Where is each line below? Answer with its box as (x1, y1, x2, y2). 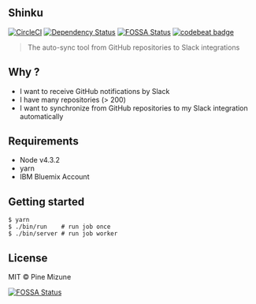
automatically (19, 111, 64, 121)
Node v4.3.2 (19, 156, 61, 165)
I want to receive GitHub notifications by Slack (19, 86, 170, 96)
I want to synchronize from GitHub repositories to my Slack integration (19, 103, 248, 113)
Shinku (8, 6, 43, 20)
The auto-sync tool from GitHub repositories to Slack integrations (27, 43, 240, 52)
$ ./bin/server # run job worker (8, 230, 118, 238)
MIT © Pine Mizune (8, 272, 72, 282)
